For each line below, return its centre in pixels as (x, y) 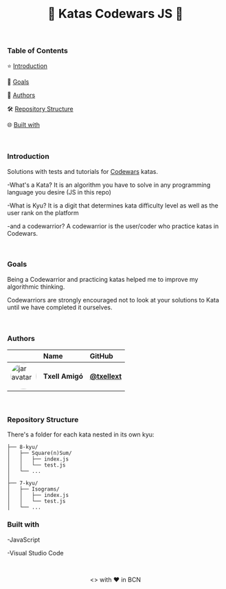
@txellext (106, 377)
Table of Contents (38, 50)
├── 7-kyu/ (23, 483)
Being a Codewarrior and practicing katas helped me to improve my (103, 279)
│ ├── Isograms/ (33, 489)
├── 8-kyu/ (23, 447)
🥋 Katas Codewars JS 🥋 (115, 14)
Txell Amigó (64, 377)
